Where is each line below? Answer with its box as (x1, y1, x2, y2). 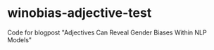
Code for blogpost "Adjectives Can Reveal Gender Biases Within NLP (7, 28, 207, 37)
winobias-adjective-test (7, 5, 152, 21)
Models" (7, 35, 32, 44)
